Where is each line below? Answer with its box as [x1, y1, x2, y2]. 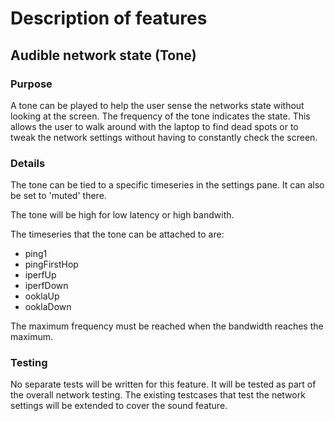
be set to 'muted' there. [10, 190, 107, 202]
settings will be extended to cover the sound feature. [10, 400, 228, 412]
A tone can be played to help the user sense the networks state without [10, 99, 305, 111]
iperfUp [24, 269, 57, 281]
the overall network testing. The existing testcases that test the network [10, 389, 306, 401]
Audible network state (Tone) [10, 47, 197, 64]
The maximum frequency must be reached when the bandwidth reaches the [10, 320, 324, 332]
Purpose [10, 77, 53, 91]
